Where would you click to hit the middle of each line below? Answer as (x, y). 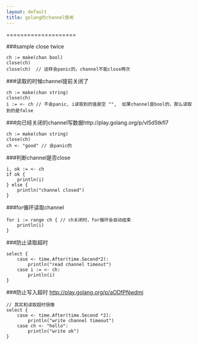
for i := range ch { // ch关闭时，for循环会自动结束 (69, 220)
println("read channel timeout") (70, 264)
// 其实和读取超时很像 (31, 305)
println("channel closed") (51, 190)
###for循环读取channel (35, 207)
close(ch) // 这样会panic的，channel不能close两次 (68, 69)
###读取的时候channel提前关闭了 (48, 81)
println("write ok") (54, 331)
